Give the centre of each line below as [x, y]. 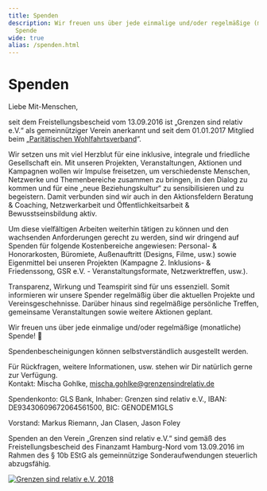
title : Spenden [33, 16]
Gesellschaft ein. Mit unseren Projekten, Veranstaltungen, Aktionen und [125, 163]
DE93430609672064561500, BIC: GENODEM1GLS [91, 407]
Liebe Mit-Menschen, [43, 107]
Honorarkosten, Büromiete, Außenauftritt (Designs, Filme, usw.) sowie [122, 255]
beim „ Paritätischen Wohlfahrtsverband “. [75, 139]
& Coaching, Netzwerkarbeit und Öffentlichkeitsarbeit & [99, 205]
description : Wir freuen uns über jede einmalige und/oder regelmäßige [129, 23]
